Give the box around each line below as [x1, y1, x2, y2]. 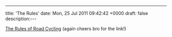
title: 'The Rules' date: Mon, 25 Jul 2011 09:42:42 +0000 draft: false [5, 10, 148, 16]
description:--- [5, 16, 37, 22]
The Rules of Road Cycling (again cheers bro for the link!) [5, 26, 126, 31]
